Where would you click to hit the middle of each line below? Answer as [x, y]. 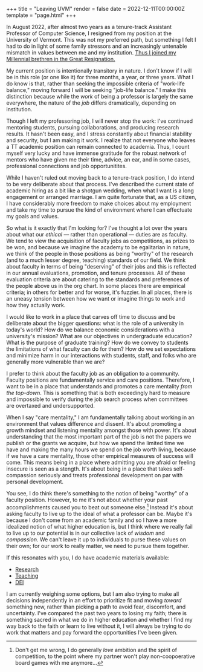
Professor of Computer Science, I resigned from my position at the [89, 33]
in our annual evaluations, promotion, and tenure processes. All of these [96, 273]
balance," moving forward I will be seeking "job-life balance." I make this [96, 90]
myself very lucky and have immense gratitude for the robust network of [96, 153]
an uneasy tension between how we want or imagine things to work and [96, 298]
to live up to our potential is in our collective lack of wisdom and [85, 533]
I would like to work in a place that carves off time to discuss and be [91, 317]
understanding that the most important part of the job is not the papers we [99, 437]
